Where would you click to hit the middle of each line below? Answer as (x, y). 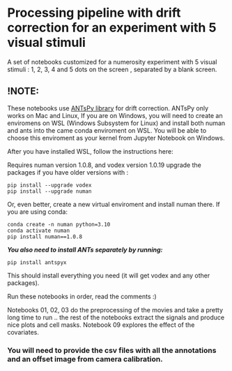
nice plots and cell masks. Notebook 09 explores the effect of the (101, 325)
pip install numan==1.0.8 (45, 237)
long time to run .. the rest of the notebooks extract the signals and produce (116, 317)
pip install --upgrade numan (49, 191)
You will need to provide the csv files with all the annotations (112, 350)
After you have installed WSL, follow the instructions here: (90, 151)
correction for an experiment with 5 (112, 28)
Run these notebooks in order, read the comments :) (82, 296)
